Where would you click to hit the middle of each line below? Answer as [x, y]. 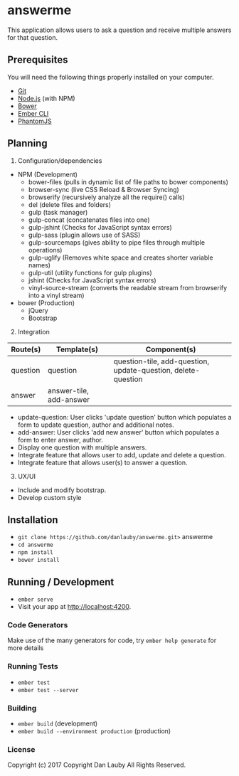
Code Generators [38, 625]
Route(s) [26, 349]
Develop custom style [49, 497]
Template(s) [77, 349]
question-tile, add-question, [161, 361]
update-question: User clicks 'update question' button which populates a [124, 417]
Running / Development [61, 582]
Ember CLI [33, 113]
